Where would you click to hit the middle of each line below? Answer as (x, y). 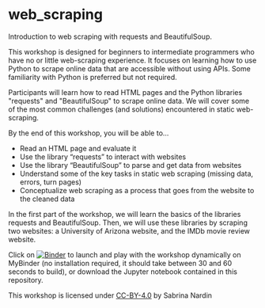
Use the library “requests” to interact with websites (103, 157)
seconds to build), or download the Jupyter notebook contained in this (123, 272)
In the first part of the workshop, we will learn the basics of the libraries (125, 214)
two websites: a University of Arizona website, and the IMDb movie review (129, 230)
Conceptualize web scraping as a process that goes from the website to (137, 190)
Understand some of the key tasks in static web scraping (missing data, (136, 173)
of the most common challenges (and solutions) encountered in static (121, 109)
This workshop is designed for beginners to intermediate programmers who (131, 51)
